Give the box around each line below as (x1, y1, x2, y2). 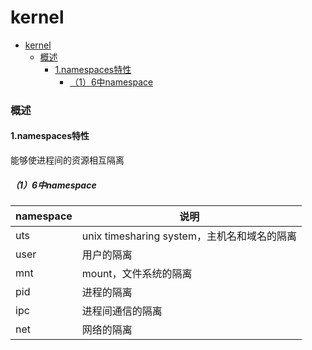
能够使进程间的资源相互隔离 (10, 154, 125, 166)
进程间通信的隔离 (81, 304, 163, 318)
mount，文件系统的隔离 (81, 267, 193, 281)
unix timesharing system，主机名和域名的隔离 (81, 229, 297, 243)
